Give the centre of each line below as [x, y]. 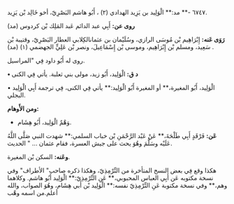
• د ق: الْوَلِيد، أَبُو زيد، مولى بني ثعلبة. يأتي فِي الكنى [73, 74]
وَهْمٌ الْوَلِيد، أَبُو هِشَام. [44, 122]
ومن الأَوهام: [23, 109]
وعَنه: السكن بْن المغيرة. [39, 157]
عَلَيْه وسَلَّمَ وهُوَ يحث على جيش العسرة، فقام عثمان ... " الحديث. [90, 143]
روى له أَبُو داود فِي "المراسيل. [46, 60]
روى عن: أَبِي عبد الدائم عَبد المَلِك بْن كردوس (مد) [71, 26]
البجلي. [16, 95]
